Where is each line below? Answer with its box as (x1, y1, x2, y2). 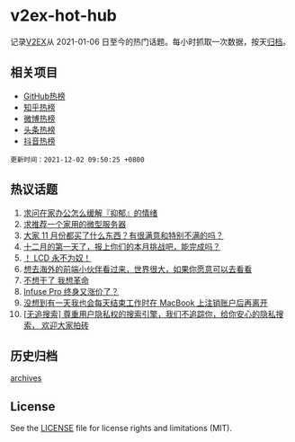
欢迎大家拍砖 (40, 320, 89, 331)
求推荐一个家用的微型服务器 (22, 218, 127, 229)
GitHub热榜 (22, 91, 66, 102)
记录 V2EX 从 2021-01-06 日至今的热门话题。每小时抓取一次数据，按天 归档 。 (10, 36, 291, 47)
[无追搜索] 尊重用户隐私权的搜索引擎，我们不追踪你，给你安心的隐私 (22, 308, 276, 319)
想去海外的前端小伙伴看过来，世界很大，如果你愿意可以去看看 (22, 263, 253, 274)
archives (10, 373, 42, 384)
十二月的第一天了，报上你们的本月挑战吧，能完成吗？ (22, 241, 221, 252)
